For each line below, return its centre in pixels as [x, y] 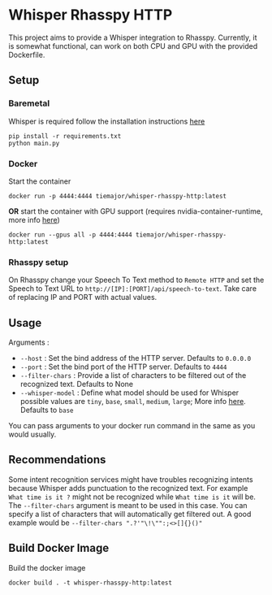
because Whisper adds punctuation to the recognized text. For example [128, 488]
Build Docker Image [59, 548]
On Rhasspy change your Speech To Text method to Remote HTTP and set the [136, 280]
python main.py [34, 143]
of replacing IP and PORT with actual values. [83, 297]
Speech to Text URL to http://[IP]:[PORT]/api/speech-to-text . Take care [133, 289]
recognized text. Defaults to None [77, 384]
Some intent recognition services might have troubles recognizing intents [131, 479]
